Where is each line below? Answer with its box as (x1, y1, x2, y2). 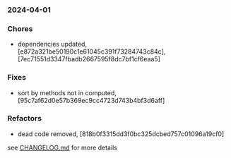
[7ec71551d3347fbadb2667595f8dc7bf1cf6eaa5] (17, 55, 160, 63)
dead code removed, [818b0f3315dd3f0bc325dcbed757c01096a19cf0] (17, 129, 225, 138)
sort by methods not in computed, (17, 88, 117, 97)
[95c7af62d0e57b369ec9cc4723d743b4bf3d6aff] (17, 96, 165, 104)
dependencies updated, (17, 40, 87, 49)
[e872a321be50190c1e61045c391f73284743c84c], (17, 47, 166, 56)
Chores (7, 23, 33, 33)
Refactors (7, 114, 42, 123)
